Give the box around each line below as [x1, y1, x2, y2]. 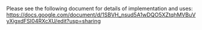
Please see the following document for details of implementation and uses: [6, 5, 193, 12]
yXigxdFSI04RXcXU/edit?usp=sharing [6, 18, 101, 24]
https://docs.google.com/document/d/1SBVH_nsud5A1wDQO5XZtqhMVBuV [6, 11, 196, 18]
